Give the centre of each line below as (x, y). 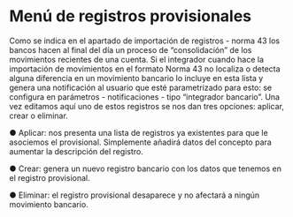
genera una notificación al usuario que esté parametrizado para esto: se (141, 87)
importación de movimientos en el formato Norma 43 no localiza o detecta (145, 69)
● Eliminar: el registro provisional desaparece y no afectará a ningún (135, 195)
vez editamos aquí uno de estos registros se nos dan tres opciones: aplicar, (147, 106)
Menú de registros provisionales (131, 16)
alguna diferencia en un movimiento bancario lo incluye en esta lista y (136, 78)
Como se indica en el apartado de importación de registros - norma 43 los (145, 41)
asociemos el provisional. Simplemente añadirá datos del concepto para (140, 142)
